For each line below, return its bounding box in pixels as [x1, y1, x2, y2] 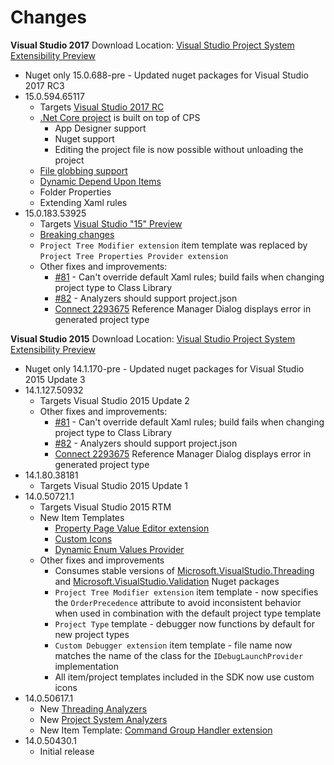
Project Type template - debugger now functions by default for [54, 617, 315, 630]
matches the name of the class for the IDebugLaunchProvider [54, 649, 304, 661]
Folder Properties [39, 186, 112, 198]
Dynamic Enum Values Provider [54, 543, 185, 555]
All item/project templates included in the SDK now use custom [54, 671, 315, 683]
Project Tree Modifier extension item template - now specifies [54, 586, 319, 598]
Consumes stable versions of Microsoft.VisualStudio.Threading [54, 564, 315, 576]
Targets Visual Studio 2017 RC [39, 101, 165, 113]
